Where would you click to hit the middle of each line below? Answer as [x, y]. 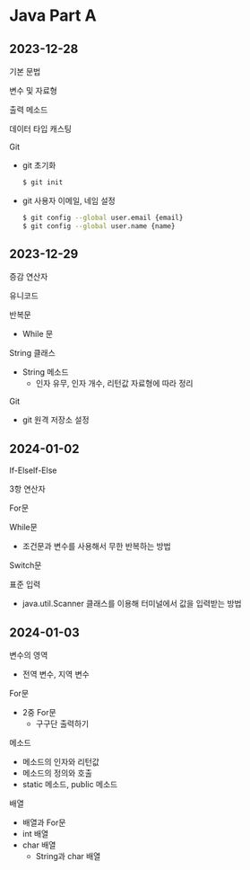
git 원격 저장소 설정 [56, 420]
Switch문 [26, 565]
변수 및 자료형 [34, 90]
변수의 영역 [29, 655]
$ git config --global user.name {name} [99, 226]
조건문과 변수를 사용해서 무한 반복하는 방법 [97, 546]
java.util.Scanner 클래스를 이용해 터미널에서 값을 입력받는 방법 [132, 604]
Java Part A [53, 16]
